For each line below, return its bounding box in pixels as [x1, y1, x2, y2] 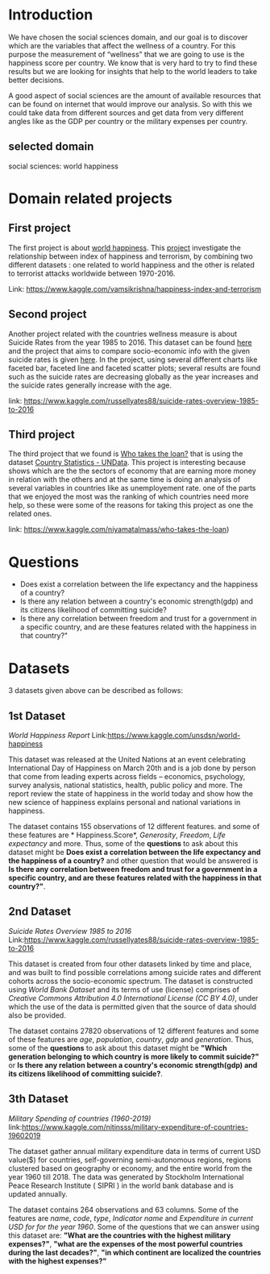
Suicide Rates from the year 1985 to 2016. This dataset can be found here [8, 337, 252, 347]
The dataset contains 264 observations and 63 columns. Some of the [8, 1205, 239, 1214]
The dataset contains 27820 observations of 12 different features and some [8, 1026, 260, 1035]
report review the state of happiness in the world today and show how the [8, 789, 254, 799]
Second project [8, 308, 87, 322]
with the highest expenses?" [8, 1255, 107, 1266]
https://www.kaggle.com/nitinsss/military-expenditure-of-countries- [21, 1122, 248, 1131]
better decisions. [8, 75, 64, 85]
